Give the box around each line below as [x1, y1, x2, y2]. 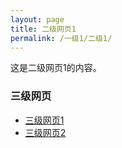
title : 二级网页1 [10, 24, 77, 34]
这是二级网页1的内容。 [10, 62, 102, 74]
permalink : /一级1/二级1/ [10, 33, 113, 43]
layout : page [10, 14, 65, 25]
